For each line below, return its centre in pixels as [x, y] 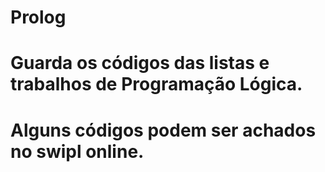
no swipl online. [77, 151]
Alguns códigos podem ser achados [163, 130]
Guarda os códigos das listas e [140, 63]
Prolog [38, 17]
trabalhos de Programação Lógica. [156, 84]
